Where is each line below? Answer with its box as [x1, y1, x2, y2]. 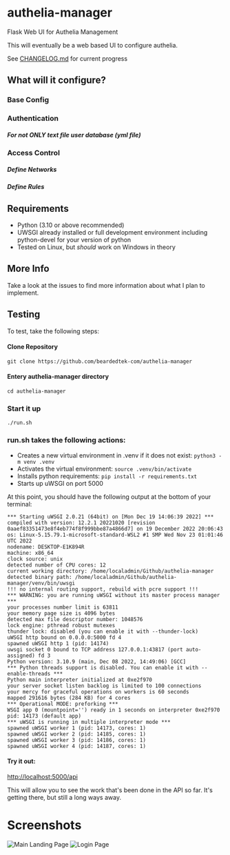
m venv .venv [17, 458, 55, 465]
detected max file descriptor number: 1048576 [7, 616, 143, 622]
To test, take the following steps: [7, 326, 100, 335]
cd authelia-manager [7, 388, 67, 395]
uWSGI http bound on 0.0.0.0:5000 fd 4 [7, 633, 122, 641]
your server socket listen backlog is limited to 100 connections [7, 682, 202, 689]
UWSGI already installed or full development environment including [17, 228, 208, 236]
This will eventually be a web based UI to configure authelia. [7, 41, 178, 49]
